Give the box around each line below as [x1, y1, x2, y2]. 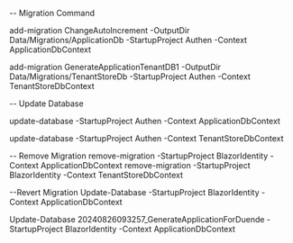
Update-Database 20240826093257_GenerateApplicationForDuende [9, 214, 265, 224]
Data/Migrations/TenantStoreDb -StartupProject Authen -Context [9, 71, 251, 82]
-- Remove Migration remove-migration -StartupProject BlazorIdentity [9, 150, 269, 161]
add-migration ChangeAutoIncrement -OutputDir [9, 25, 190, 35]
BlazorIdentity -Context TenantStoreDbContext [9, 170, 183, 180]
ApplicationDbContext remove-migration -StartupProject [40, 160, 251, 170]
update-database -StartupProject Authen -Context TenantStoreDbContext [9, 133, 284, 143]
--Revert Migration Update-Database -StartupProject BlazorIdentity [9, 187, 260, 197]
